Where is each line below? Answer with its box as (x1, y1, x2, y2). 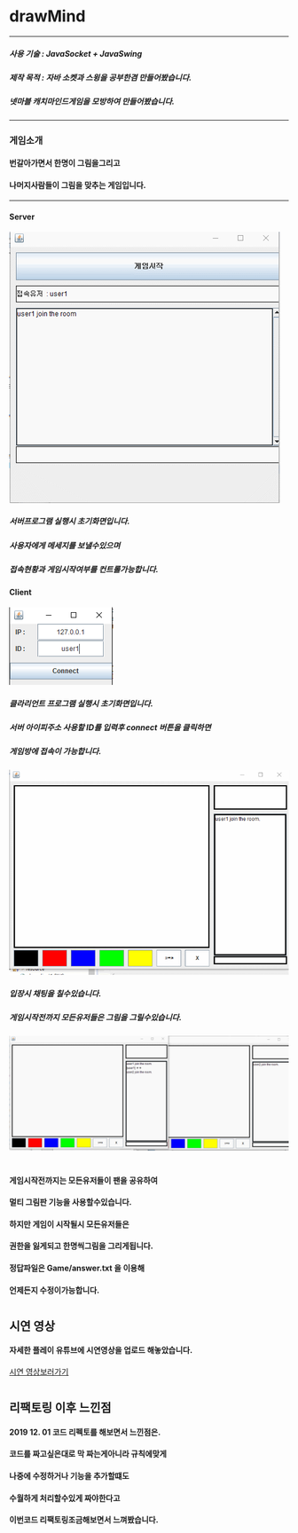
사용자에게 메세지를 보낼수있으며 (9, 539, 121, 551)
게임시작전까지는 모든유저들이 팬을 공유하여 (9, 1175, 158, 1185)
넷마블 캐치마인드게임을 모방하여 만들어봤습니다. (9, 96, 175, 107)
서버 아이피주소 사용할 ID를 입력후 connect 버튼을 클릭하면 (9, 721, 211, 733)
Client (9, 587, 33, 598)
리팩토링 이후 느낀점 (9, 1400, 112, 1416)
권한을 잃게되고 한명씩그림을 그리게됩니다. (9, 1240, 153, 1252)
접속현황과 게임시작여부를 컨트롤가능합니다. (9, 563, 159, 574)
